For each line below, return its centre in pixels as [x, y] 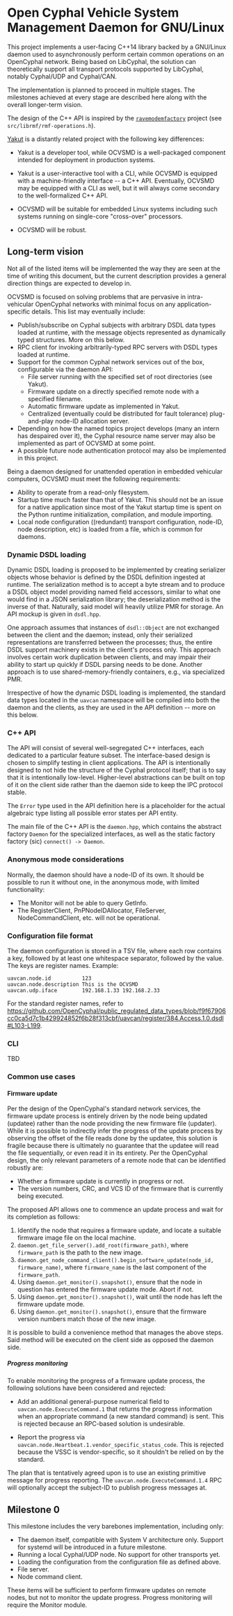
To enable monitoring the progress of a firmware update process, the [106, 1381]
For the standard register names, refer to [65, 1003]
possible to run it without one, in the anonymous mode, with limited [103, 882]
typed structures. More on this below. [71, 339]
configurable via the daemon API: [65, 369]
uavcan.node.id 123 [49, 978]
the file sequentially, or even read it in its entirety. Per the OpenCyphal [107, 1153]
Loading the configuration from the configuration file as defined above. [119, 1562]
